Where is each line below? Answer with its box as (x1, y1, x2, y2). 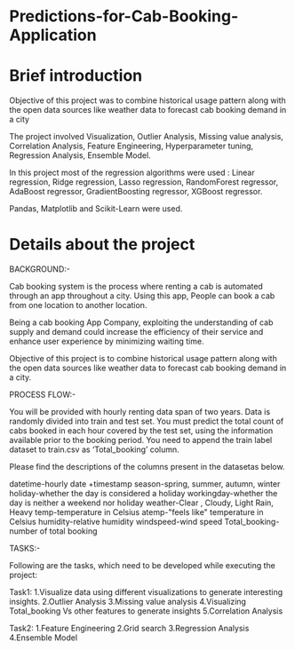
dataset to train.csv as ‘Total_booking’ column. (9, 444, 179, 455)
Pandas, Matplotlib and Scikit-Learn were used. (9, 203, 183, 214)
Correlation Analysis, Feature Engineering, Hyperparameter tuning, (9, 140, 254, 152)
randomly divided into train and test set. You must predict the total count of (9, 416, 284, 427)
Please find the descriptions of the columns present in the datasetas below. (9, 462, 285, 472)
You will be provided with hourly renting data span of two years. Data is (9, 407, 271, 417)
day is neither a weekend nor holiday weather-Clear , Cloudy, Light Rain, (9, 497, 274, 508)
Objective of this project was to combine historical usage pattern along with (9, 95, 286, 106)
